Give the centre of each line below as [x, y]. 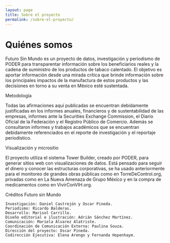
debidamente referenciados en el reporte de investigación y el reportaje [81, 132]
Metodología [19, 96]
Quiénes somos [39, 45]
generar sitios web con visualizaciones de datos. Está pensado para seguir [84, 163]
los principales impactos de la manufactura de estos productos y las [77, 80]
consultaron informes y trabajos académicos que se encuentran [72, 127]
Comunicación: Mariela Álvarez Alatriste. [51, 222]
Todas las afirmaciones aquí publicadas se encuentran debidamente [77, 105]
